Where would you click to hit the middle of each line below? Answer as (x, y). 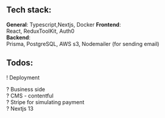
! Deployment (23, 77)
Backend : (19, 37)
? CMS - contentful (30, 96)
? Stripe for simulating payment (45, 102)
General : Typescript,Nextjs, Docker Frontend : (64, 24)
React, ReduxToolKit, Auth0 (40, 31)
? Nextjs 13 (20, 108)
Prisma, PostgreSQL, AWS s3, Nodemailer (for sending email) (83, 44)
